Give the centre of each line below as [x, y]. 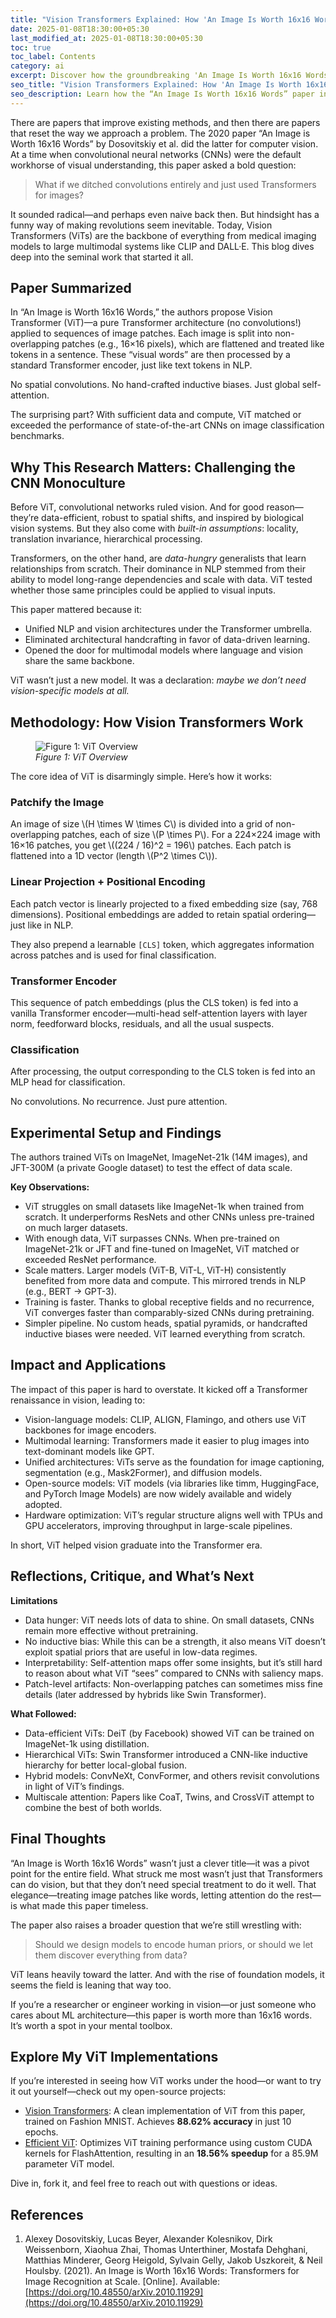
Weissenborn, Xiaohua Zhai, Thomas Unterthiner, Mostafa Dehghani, [166, 2250]
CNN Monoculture [68, 482]
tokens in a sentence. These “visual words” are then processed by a [150, 355]
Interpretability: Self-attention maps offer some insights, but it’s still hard [173, 1662]
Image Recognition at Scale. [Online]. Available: [122, 2282]
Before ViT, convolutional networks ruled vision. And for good [137, 507]
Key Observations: [50, 1187]
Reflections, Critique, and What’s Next [132, 1576]
